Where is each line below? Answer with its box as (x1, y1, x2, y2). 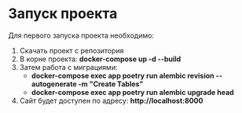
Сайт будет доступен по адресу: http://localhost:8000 (19, 96, 203, 105)
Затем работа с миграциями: (19, 62, 118, 71)
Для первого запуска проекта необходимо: (8, 31, 155, 40)
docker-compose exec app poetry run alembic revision (31, 71, 214, 80)
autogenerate (31, 79, 77, 89)
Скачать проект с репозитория (19, 46, 124, 55)
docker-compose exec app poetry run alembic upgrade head (31, 87, 234, 97)
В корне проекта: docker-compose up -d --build (19, 54, 181, 64)
